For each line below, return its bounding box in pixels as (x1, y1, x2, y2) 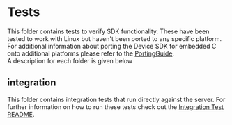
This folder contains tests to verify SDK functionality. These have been (7, 27, 210, 35)
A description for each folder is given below (7, 56, 133, 65)
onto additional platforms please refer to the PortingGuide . (7, 49, 175, 58)
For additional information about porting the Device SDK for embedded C (7, 42, 217, 50)
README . (7, 110, 35, 118)
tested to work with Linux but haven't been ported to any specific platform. (7, 34, 222, 42)
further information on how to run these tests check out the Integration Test (7, 102, 224, 111)
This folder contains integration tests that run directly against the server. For (7, 95, 226, 103)
